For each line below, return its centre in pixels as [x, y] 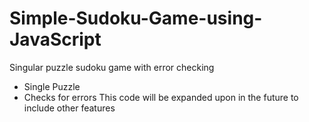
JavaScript [55, 39]
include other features [69, 108]
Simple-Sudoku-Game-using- [136, 18]
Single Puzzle [52, 86]
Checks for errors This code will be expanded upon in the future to [161, 97]
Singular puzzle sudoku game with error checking [112, 67]
